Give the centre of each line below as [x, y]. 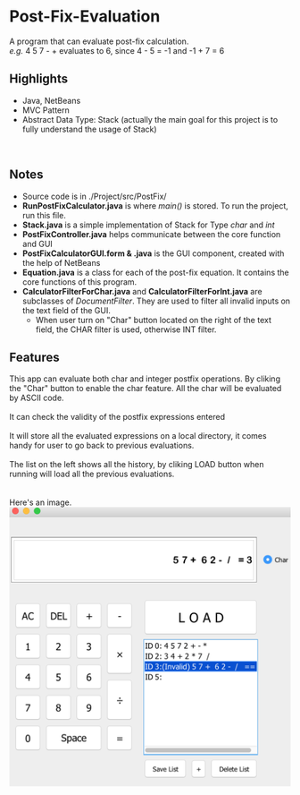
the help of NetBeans [61, 262]
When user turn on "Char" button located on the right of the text [154, 320]
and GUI [37, 244]
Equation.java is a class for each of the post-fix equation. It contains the [155, 272]
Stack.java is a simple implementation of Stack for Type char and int [148, 225]
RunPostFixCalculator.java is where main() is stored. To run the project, [155, 205]
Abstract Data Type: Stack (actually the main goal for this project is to [150, 119]
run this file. [44, 215]
